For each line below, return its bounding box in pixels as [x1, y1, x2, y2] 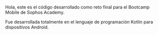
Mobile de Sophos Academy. [5, 9, 65, 15]
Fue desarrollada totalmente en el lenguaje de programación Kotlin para [5, 19, 153, 25]
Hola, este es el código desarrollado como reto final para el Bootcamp [5, 4, 150, 10]
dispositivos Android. [5, 24, 49, 30]
